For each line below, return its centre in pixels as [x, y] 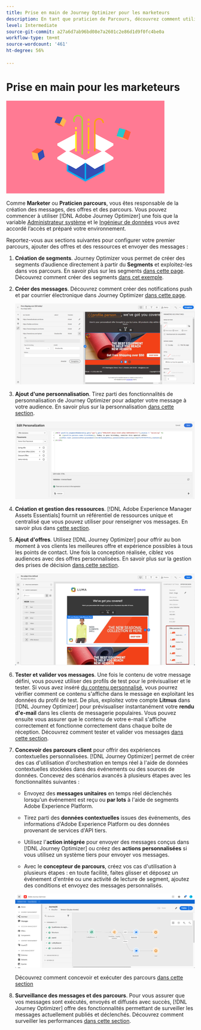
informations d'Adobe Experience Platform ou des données [97, 824]
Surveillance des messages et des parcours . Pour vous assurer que [100, 995]
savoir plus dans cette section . [53, 528]
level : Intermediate [32, 25]
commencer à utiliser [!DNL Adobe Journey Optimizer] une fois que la [92, 216]
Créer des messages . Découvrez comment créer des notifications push [103, 289]
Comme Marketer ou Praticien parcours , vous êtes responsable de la [92, 203]
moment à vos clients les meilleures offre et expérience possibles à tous [104, 546]
